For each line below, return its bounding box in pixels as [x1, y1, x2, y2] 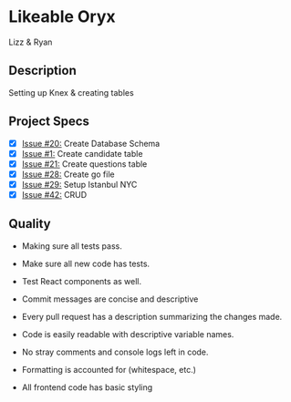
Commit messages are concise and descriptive [21, 294, 199, 304]
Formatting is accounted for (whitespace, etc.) [21, 364, 197, 375]
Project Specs [8, 114, 90, 129]
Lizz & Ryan [8, 36, 53, 47]
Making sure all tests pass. [21, 240, 122, 252]
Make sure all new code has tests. [21, 258, 151, 269]
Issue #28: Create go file [21, 169, 115, 180]
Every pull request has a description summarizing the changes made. [21, 311, 283, 322]
